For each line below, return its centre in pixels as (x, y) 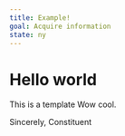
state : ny (28, 34)
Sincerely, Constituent (51, 122)
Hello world (53, 79)
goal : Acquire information (60, 26)
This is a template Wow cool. (63, 104)
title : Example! (40, 18)
